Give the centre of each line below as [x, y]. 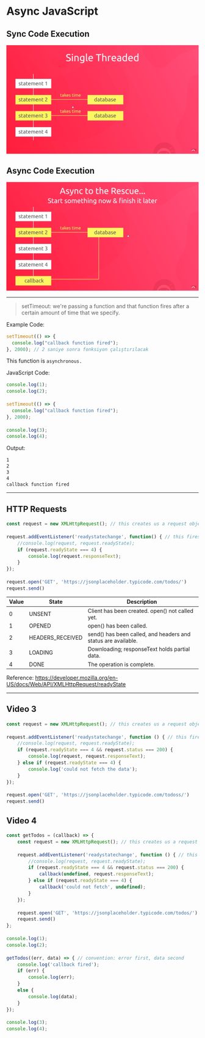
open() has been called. [117, 626]
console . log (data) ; [53, 996]
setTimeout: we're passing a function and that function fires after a [105, 306]
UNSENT [40, 614]
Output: [16, 448]
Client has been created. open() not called [140, 610]
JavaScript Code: [28, 373]
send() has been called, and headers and [139, 634]
